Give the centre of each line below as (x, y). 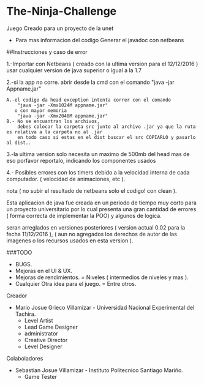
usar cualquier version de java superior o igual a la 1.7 (74, 70)
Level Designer (43, 346)
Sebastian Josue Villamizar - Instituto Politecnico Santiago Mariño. (99, 370)
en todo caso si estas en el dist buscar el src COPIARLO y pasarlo (107, 137)
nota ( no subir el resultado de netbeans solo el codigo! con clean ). (92, 190)
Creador (17, 296)
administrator (41, 333)
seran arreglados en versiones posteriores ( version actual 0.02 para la (96, 227)
